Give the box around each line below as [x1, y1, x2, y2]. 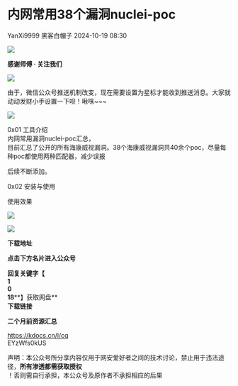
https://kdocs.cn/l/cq [7, 331, 69, 339]
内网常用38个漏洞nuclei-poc [7, 6, 176, 23]
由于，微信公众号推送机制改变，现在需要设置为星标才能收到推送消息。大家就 [7, 88, 231, 96]
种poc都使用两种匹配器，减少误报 [7, 152, 106, 160]
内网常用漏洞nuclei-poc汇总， [7, 134, 95, 143]
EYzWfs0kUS [7, 338, 47, 347]
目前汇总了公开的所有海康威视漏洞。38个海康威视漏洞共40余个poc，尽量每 [7, 143, 227, 151]
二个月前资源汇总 [7, 316, 57, 325]
